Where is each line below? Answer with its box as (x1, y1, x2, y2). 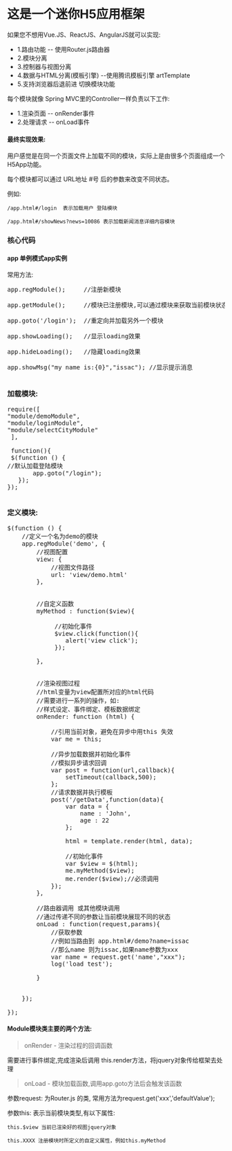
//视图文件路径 (50, 563, 95, 571)
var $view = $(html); (65, 859, 139, 867)
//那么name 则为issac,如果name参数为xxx (50, 946, 178, 953)
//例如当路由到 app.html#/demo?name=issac (50, 937, 190, 945)
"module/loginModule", (7, 419, 84, 427)
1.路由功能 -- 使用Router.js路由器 (17, 45, 110, 53)
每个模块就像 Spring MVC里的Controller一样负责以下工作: (7, 94, 171, 102)
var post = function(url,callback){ (50, 766, 175, 774)
